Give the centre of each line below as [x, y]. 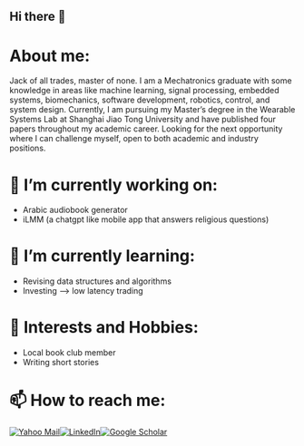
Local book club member [69, 353]
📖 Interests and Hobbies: [104, 328]
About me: [50, 56]
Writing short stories [61, 363]
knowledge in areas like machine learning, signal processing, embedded [144, 91]
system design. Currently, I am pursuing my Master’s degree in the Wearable [152, 110]
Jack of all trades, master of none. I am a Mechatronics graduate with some [151, 81]
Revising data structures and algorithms [97, 281]
